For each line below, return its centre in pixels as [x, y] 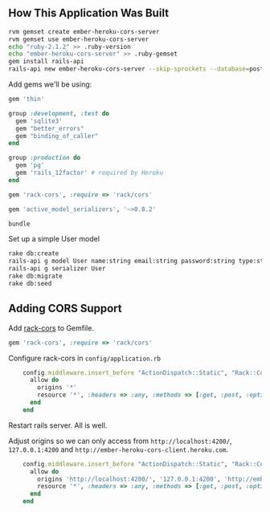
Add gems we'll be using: [50, 84]
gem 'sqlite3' [39, 121]
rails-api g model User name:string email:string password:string [122, 261]
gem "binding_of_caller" [57, 136]
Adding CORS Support [65, 309]
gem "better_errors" [50, 128]
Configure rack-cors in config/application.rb [85, 358]
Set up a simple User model [54, 239]
